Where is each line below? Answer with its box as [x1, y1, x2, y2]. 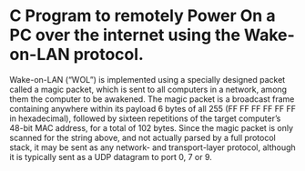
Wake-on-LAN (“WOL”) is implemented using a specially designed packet [9, 74, 286, 85]
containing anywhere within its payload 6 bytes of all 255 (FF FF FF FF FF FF [9, 103, 296, 114]
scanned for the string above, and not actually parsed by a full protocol [9, 132, 276, 143]
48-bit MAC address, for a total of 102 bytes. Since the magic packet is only [9, 122, 294, 133]
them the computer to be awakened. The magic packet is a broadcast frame [9, 93, 295, 105]
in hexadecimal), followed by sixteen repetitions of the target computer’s [9, 113, 281, 124]
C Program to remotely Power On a [9, 5, 276, 26]
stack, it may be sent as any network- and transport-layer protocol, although [9, 142, 296, 153]
